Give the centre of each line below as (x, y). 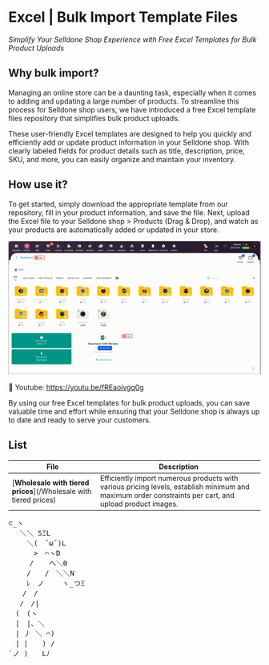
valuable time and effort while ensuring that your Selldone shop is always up (134, 411)
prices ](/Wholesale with (52, 491)
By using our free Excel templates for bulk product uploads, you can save (129, 402)
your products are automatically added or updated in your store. (114, 230)
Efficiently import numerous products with (169, 479)
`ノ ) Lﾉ (29, 653)
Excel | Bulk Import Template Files (123, 17)
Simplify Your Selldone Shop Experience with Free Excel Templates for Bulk (132, 39)
